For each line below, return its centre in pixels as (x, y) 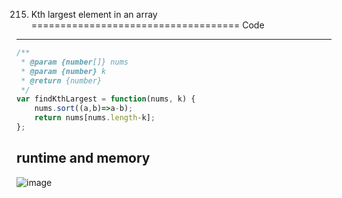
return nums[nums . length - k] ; (95, 118)
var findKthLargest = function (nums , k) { (106, 99)
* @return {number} (61, 80)
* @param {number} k (63, 71)
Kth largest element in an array (94, 14)
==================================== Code (147, 25)
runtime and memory (83, 158)
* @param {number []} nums (74, 62)
